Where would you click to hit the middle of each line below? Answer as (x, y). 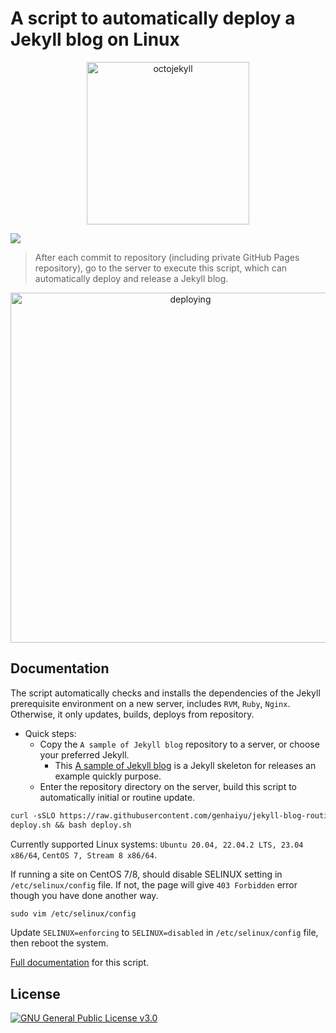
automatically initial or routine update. (117, 797)
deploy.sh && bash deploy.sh (71, 825)
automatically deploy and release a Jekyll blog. (131, 278)
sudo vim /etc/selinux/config (73, 913)
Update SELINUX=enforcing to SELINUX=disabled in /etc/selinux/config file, (164, 933)
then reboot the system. (59, 943)
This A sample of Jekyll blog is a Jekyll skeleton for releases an (185, 765)
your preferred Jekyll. (84, 754)
